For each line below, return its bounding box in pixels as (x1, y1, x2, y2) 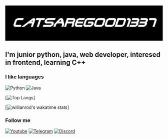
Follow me (5, 116, 31, 123)
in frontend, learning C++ (5, 58, 86, 67)
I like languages (5, 73, 44, 80)
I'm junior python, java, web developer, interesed (5, 51, 161, 59)
